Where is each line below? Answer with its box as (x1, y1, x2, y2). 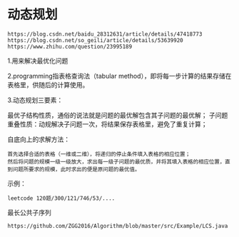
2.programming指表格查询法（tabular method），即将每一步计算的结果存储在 (7, 71, 232, 80)
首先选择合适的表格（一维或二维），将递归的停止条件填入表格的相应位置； (7, 151, 191, 158)
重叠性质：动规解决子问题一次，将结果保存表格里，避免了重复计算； (7, 119, 208, 128)
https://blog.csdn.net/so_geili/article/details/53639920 (7, 36, 183, 44)
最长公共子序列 (7, 208, 51, 216)
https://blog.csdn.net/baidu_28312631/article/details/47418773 (7, 30, 203, 38)
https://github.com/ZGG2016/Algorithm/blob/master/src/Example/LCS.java (7, 222, 228, 229)
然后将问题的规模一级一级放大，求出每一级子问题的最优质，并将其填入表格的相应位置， (7, 158, 225, 165)
